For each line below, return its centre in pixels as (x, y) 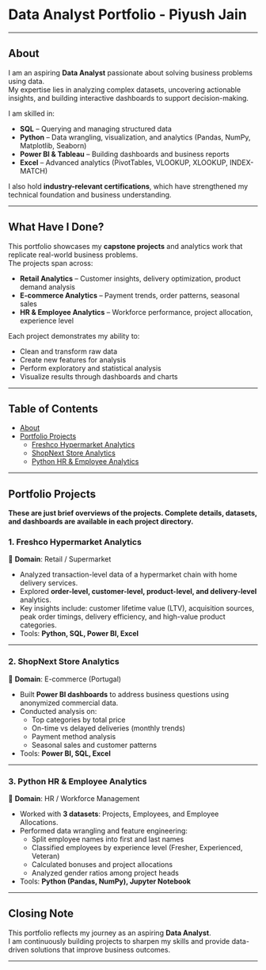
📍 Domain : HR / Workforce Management (74, 799)
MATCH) (34, 171)
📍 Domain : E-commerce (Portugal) (65, 679)
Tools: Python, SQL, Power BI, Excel (79, 634)
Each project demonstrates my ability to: (74, 335)
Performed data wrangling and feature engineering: (104, 831)
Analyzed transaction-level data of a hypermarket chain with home (128, 575)
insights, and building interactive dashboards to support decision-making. (129, 98)
